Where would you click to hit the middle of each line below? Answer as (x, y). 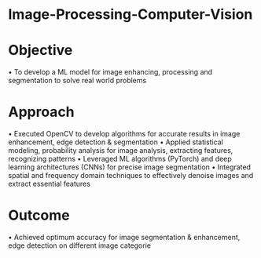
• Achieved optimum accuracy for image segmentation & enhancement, (124, 237)
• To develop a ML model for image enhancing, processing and (110, 72)
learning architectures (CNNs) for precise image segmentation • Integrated (130, 167)
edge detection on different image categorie (80, 245)
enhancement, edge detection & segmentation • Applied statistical (116, 142)
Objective (40, 51)
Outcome (39, 215)
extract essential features (49, 184)
